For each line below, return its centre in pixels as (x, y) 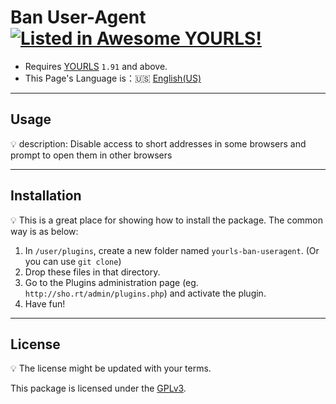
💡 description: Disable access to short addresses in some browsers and (158, 143)
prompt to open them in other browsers (91, 155)
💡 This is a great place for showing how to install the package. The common (167, 220)
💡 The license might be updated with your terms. (111, 368)
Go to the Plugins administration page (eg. (111, 282)
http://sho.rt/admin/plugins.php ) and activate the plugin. (145, 293)
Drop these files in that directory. (92, 272)
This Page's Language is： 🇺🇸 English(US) (113, 78)
